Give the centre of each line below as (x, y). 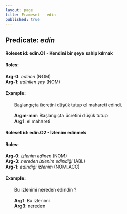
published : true (23, 19)
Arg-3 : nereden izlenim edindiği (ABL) (46, 161)
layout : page (19, 10)
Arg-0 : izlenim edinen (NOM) (36, 156)
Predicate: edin (30, 40)
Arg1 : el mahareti (32, 121)
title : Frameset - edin (31, 15)
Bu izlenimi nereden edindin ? (46, 189)
